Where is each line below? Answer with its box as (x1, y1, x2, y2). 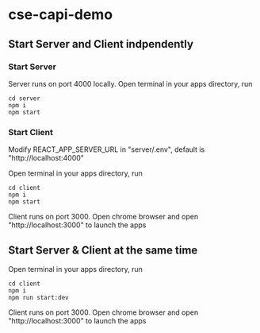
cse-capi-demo (8, 6, 113, 24)
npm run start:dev (8, 293, 69, 301)
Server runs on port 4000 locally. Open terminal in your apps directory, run (8, 79, 253, 88)
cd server (8, 94, 41, 103)
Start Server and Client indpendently (8, 37, 194, 51)
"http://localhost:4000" (8, 153, 85, 163)
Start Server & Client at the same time (8, 243, 198, 257)
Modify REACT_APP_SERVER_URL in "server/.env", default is (8, 145, 205, 154)
